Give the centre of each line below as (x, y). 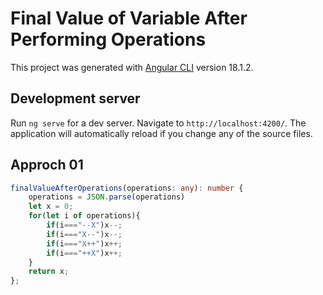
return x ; (49, 272)
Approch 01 (47, 165)
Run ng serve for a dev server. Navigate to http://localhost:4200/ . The (158, 123)
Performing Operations (108, 39)
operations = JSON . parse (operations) (107, 197)
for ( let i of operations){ (84, 216)
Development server (75, 98)
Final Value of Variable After (129, 18)
